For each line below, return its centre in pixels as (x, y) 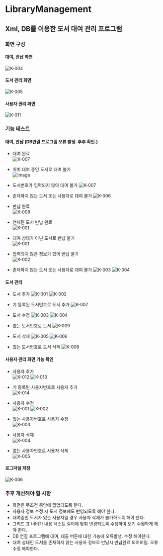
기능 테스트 (18, 129)
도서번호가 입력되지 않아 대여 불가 (45, 185)
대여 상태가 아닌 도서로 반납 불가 (43, 238)
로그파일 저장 (18, 468)
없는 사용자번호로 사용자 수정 (40, 419)
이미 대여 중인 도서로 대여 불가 (41, 170)
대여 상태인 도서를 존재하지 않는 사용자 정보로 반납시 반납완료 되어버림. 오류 (85, 543)
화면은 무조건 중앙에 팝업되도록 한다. (47, 505)
